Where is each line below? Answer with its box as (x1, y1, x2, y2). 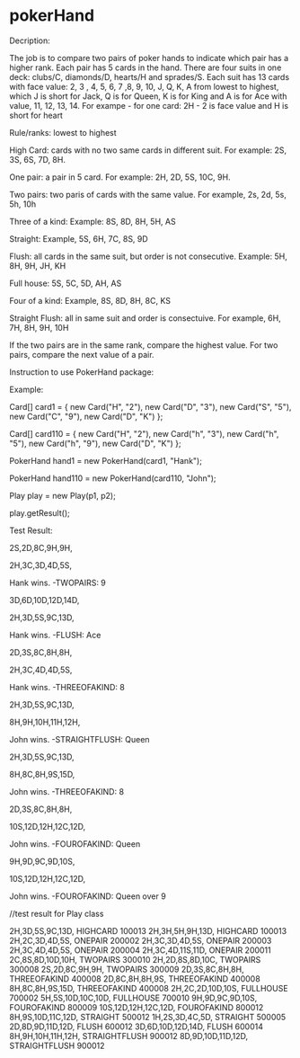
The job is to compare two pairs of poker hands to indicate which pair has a (9, 52, 289, 63)
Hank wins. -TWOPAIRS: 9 (9, 577, 106, 588)
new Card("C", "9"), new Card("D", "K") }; (9, 411, 163, 422)
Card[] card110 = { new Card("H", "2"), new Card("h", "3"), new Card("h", (9, 428, 279, 439)
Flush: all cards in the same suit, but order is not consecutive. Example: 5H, (9, 251, 287, 262)
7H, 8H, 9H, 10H (9, 322, 69, 333)
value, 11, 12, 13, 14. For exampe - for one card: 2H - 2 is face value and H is (9, 100, 289, 111)
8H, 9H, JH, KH (9, 260, 66, 271)
